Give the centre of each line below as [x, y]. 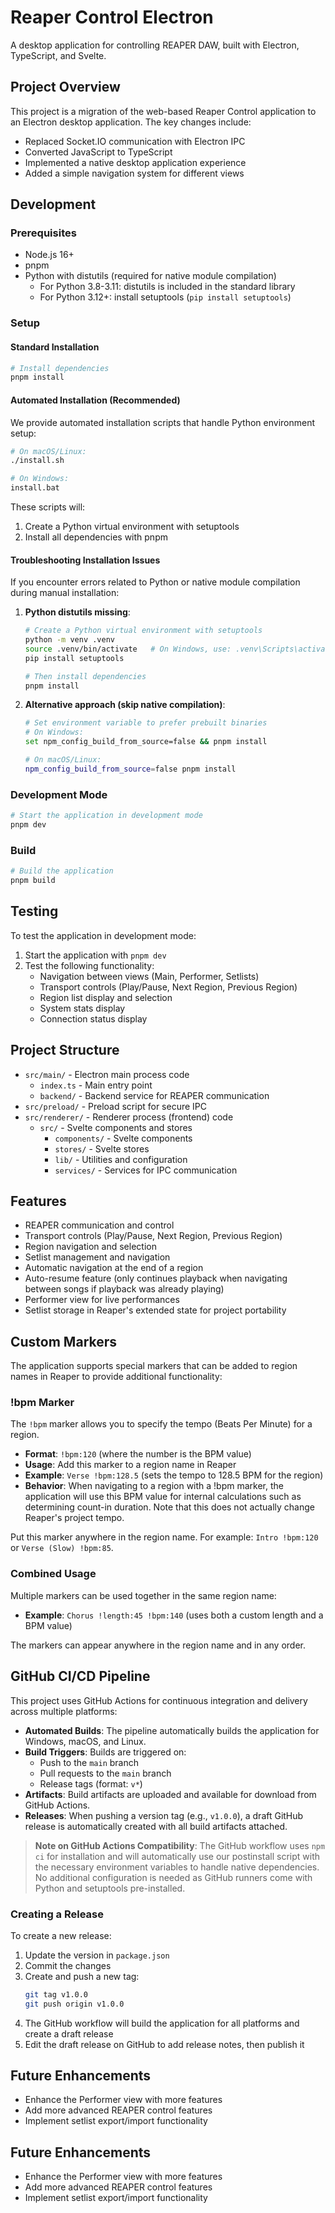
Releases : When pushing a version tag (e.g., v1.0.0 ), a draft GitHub [164, 1815]
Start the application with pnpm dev [95, 955]
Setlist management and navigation [97, 1257]
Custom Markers [64, 1341]
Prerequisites [43, 233]
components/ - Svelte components [123, 1138]
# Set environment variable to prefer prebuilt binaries [146, 723]
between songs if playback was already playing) [124, 1289]
